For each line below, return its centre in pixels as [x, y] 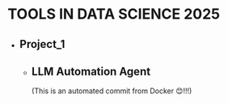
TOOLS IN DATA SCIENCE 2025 [114, 14]
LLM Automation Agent [91, 71]
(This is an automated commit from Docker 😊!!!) [112, 91]
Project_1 [42, 44]
